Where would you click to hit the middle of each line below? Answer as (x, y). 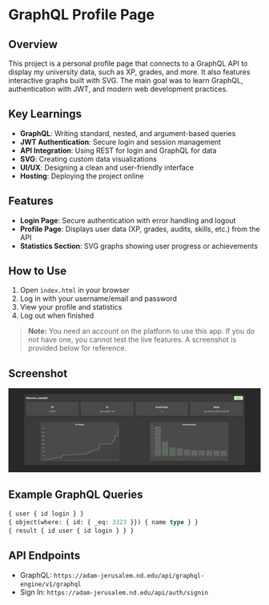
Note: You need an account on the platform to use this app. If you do (141, 331)
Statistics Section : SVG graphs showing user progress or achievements (139, 246)
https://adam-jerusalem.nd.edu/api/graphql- (129, 575)
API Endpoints (44, 556)
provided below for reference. (77, 348)
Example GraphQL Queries (76, 494)
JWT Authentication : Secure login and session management (120, 142)
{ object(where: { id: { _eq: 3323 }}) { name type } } (103, 523)
